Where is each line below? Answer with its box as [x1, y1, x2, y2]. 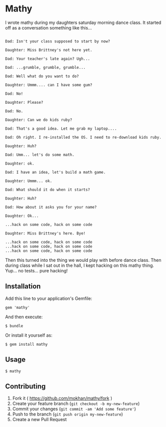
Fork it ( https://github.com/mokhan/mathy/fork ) [12, 395, 112, 402]
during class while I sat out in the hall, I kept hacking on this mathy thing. [5, 262, 155, 268]
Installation [5, 282, 41, 291]
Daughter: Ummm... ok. [5, 178, 52, 184]
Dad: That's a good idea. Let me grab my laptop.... [5, 126, 117, 131]
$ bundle [5, 323, 23, 328]
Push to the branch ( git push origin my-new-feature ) [12, 411, 123, 417]
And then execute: [5, 314, 43, 320]
